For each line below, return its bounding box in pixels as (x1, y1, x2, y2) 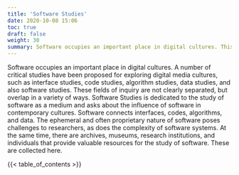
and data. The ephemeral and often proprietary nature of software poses (7, 116, 221, 124)
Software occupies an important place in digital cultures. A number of (7, 63, 211, 71)
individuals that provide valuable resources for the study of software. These (7, 139, 230, 147)
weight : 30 (7, 37, 40, 44)
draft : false (7, 30, 46, 38)
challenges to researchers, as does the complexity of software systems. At (7, 124, 226, 132)
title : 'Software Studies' (7, 10, 87, 18)
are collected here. (7, 147, 63, 154)
